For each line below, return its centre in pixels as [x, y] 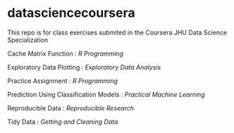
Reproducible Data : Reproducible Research [71, 108]
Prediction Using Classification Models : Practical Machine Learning [106, 94]
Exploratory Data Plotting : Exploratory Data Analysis [84, 67]
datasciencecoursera [71, 13]
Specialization [27, 39]
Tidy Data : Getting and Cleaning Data [63, 122]
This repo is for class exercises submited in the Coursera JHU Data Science [117, 32]
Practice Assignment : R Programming [63, 81]
